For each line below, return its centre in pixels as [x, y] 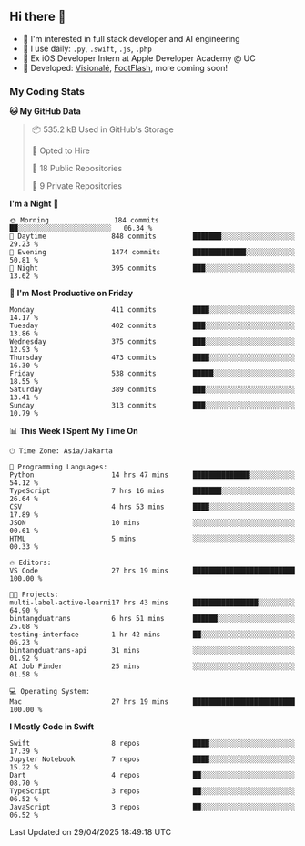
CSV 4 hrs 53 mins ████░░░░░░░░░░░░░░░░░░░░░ [152, 507]
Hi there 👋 [38, 17]
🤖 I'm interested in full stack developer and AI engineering [131, 38]
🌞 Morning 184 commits [84, 221]
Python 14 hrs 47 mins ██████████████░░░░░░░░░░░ [152, 475]
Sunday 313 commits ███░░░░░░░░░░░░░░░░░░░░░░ [152, 406]
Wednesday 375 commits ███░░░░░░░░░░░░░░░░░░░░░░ [152, 342]
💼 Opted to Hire [61, 150]
